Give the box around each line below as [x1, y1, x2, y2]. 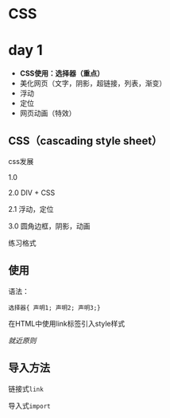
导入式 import [8, 400, 51, 410]
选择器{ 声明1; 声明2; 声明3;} [8, 303, 101, 311]
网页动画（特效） [19, 108, 76, 118]
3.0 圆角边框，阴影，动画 [8, 221, 91, 231]
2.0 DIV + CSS [8, 188, 56, 197]
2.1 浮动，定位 [8, 204, 54, 213]
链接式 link [8, 384, 44, 393]
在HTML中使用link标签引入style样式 [8, 318, 126, 328]
